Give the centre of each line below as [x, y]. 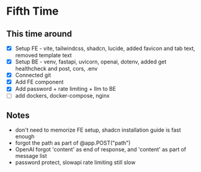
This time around [39, 34]
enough [25, 137]
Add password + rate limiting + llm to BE [65, 89]
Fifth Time [33, 11]
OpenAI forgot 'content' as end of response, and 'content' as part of [101, 149]
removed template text [43, 56]
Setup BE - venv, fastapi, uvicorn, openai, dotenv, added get [91, 62]
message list [31, 156]
